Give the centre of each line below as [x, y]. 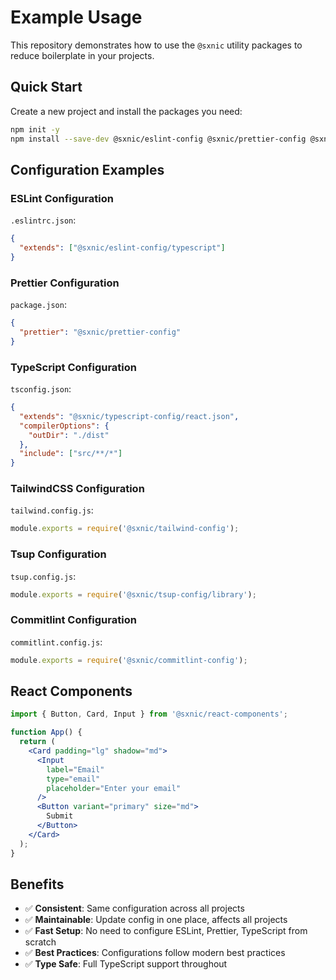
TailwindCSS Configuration [77, 489]
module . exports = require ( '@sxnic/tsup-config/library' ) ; [133, 594]
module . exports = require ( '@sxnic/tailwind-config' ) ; [125, 529]
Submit [60, 816]
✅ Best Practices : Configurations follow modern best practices [155, 953]
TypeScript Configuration [73, 367]
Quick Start [46, 87]
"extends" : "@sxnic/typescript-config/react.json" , [129, 416]
